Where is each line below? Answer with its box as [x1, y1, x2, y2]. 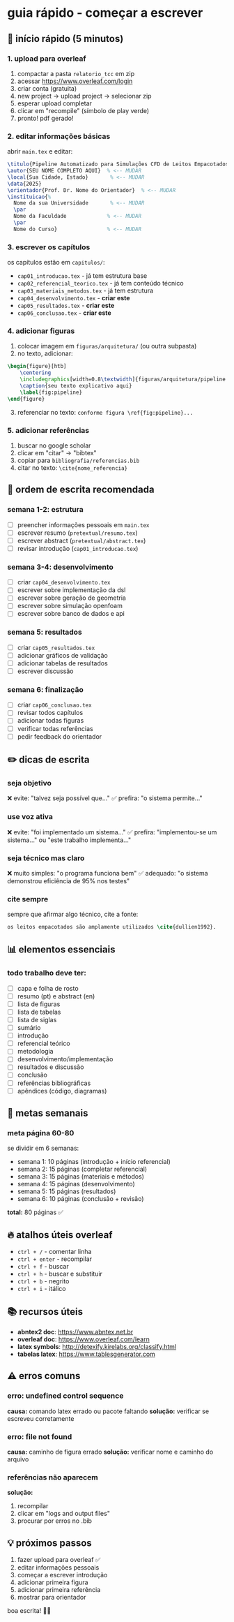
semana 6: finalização [7, 684, 84, 694]
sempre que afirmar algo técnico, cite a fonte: [7, 910, 139, 919]
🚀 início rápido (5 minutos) [7, 33, 124, 45]
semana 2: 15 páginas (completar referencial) [17, 1165, 148, 1174]
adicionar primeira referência [17, 1586, 101, 1594]
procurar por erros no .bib [17, 1517, 93, 1525]
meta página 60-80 [7, 1128, 75, 1137]
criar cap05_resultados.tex [17, 643, 95, 651]
